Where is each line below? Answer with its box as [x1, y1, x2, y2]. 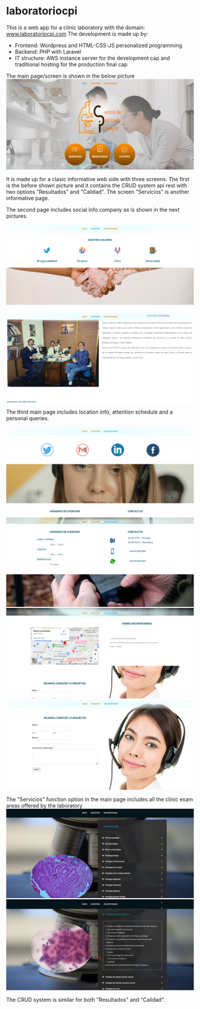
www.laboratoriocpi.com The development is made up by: [6, 30, 149, 37]
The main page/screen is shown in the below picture [6, 72, 135, 79]
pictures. [6, 212, 28, 219]
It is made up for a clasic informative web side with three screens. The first [6, 175, 189, 182]
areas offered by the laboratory [6, 802, 83, 809]
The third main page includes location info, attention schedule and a [6, 408, 173, 415]
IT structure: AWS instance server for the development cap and [14, 54, 170, 61]
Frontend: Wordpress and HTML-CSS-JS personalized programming [14, 42, 183, 49]
